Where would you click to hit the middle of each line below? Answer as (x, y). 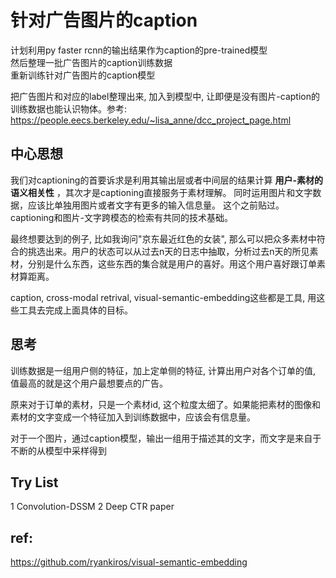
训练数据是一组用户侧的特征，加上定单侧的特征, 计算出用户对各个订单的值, (163, 370)
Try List (34, 482)
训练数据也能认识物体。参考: (69, 108)
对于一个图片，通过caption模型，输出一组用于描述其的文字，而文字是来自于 (166, 438)
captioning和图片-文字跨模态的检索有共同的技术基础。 (121, 217)
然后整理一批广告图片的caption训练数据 (91, 62)
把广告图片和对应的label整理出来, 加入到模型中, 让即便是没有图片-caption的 (165, 96)
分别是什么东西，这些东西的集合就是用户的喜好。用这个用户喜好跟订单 (172, 263)
